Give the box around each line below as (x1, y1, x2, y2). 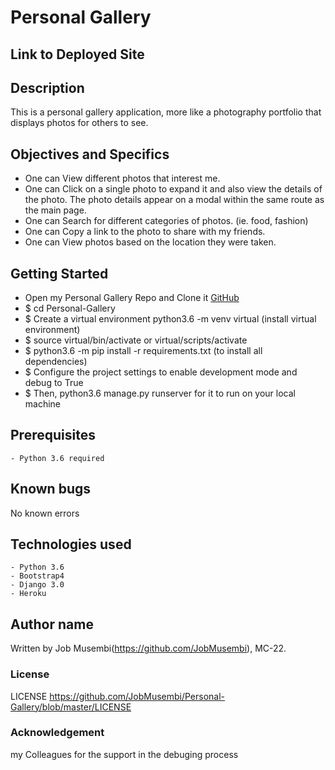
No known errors (10, 507, 80, 519)
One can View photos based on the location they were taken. (24, 236, 277, 248)
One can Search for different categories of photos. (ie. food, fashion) (24, 215, 309, 227)
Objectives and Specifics (10, 146, 170, 163)
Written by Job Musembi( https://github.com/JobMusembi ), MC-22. (10, 642, 287, 655)
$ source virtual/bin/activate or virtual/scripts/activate (24, 334, 248, 346)
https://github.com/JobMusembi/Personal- (49, 690, 226, 702)
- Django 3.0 (10, 580, 65, 590)
